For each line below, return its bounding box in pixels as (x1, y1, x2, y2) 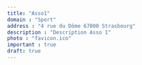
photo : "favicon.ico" (7, 35, 72, 42)
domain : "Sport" (7, 16, 57, 23)
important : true (7, 41, 57, 48)
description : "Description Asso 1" (7, 28, 111, 36)
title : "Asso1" (7, 9, 51, 17)
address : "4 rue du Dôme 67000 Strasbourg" (7, 22, 136, 29)
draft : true (7, 48, 41, 55)
